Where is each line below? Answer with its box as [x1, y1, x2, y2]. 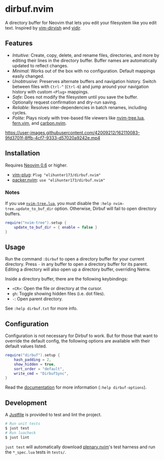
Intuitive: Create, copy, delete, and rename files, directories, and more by [12, 52, 160, 58]
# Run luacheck [5, 430, 36, 435]
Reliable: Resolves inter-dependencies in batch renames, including [12, 104, 147, 110]
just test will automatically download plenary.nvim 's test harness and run [5, 444, 156, 450]
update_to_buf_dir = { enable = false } [14, 225, 97, 230]
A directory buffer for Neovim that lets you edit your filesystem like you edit [5, 20, 157, 26]
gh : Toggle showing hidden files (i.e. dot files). [12, 291, 105, 297]
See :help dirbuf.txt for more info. [5, 306, 78, 312]
